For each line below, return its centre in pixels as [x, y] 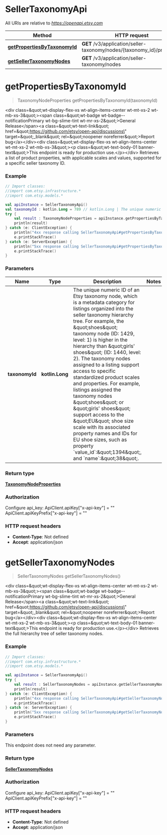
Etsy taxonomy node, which [105, 296]
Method [42, 35]
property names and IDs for [105, 433]
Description [107, 281]
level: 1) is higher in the [100, 339]
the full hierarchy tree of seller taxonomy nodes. [54, 634]
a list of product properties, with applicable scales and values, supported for [83, 158]
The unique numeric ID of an [106, 289]
